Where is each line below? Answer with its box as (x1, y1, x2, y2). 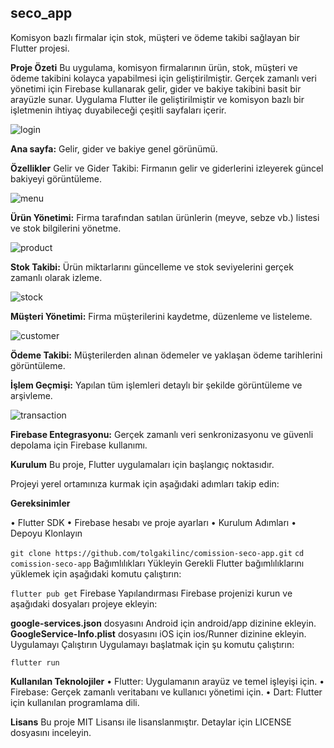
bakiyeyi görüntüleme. (10, 172, 102, 185)
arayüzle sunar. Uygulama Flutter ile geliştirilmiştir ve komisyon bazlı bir (10, 93, 305, 105)
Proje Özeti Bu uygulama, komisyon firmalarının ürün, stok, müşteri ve (10, 61, 298, 73)
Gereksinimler (10, 497, 71, 509)
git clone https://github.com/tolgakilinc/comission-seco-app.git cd (10, 548, 305, 558)
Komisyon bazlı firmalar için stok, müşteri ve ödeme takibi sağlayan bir (10, 31, 300, 43)
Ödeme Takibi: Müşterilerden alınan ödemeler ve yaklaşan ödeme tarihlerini (10, 349, 323, 361)
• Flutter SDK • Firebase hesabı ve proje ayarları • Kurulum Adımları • (10, 516, 297, 528)
